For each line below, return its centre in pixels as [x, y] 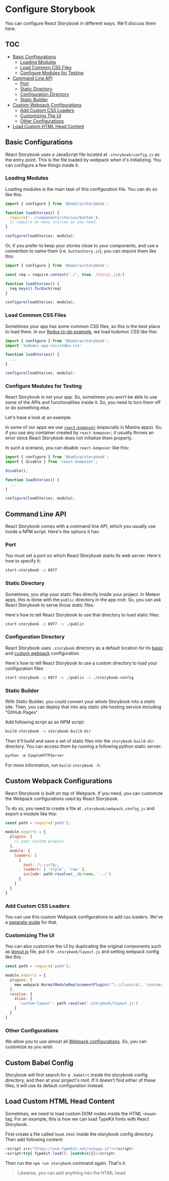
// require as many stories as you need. [54, 222]
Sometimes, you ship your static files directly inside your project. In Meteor [83, 594]
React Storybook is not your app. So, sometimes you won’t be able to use [81, 397]
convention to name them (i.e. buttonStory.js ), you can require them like [81, 251]
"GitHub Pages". [22, 712]
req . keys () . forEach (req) [36, 289]
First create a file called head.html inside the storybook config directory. [80, 1134]
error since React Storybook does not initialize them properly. [69, 438]
